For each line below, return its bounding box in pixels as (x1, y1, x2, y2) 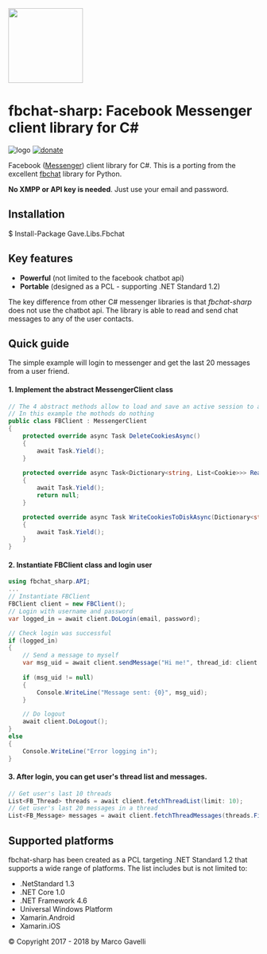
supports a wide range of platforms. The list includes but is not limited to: (8, 864, 248, 874)
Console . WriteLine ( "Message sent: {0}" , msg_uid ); (37, 689, 208, 697)
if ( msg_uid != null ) (22, 673, 94, 681)
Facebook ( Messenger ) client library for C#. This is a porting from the (8, 160, 236, 170)
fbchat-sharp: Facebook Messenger (8, 102, 253, 120)
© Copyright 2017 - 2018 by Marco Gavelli (8, 936, 146, 947)
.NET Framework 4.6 (19, 896, 87, 905)
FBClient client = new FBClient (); (8, 600, 126, 608)
